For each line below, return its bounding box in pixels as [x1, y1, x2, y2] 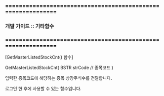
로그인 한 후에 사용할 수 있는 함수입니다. [5, 86, 82, 92]
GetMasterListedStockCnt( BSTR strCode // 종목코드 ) [5, 64, 114, 71]
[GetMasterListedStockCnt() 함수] [5, 54, 73, 60]
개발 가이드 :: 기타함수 [5, 23, 54, 30]
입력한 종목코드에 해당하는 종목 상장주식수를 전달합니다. [5, 75, 112, 81]
